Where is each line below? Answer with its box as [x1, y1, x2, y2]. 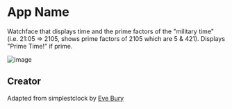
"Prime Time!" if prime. [7, 42, 73, 50]
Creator [7, 76, 42, 87]
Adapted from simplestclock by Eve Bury [7, 94, 124, 102]
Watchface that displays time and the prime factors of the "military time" [7, 27, 214, 35]
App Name [7, 4, 69, 20]
